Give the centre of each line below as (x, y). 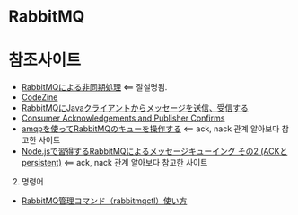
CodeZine (39, 97)
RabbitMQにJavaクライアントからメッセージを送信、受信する (135, 108)
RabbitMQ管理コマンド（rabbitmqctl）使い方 (104, 201)
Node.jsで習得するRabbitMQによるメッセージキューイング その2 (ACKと (154, 151)
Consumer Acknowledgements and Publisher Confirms (123, 118)
